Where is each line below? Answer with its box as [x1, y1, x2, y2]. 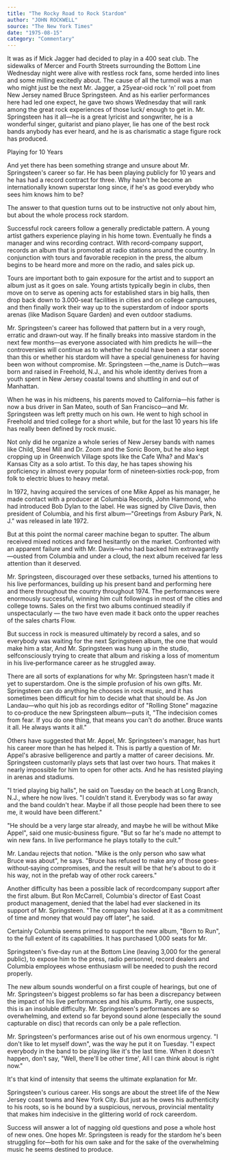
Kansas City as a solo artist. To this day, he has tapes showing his [7, 460, 193, 468]
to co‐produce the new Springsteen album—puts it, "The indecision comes [7, 708, 218, 717]
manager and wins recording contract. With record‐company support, [7, 239, 204, 247]
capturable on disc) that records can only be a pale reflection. [7, 1019, 181, 1028]
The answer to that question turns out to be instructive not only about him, [7, 204, 217, 212]
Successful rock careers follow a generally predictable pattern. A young [7, 224, 210, 233]
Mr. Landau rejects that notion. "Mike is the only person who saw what [7, 849, 206, 858]
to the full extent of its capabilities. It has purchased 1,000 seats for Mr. [7, 934, 207, 942]
